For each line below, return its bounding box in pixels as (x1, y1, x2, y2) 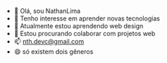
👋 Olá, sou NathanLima (13, 7, 81, 15)
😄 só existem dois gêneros (13, 47, 94, 56)
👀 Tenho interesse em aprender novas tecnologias (13, 14, 161, 23)
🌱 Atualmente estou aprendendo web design (13, 22, 144, 30)
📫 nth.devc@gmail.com (13, 38, 85, 45)
